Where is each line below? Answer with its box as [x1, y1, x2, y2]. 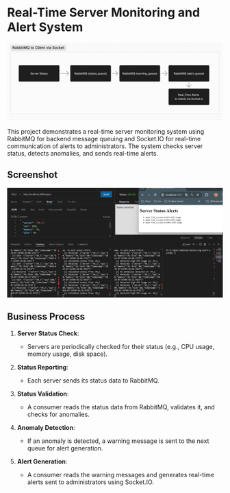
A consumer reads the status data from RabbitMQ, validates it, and [27, 402, 216, 411]
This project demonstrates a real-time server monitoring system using [7, 128, 205, 136]
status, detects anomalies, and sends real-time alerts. [7, 149, 159, 158]
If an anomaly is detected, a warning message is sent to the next [27, 437, 209, 445]
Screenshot [7, 169, 58, 181]
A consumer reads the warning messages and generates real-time [27, 470, 214, 479]
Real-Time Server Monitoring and [7, 5, 201, 21]
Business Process [7, 311, 86, 323]
